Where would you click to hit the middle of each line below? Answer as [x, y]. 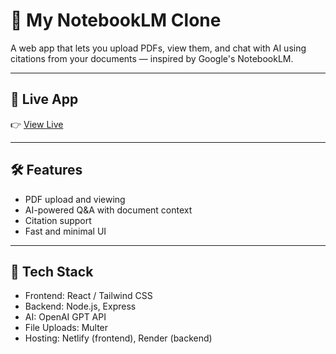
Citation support [58, 220]
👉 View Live [37, 124]
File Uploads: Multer [66, 328]
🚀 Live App [44, 99]
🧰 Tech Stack [52, 271]
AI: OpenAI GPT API [65, 317]
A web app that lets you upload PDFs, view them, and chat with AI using [158, 48]
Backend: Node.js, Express [80, 306]
